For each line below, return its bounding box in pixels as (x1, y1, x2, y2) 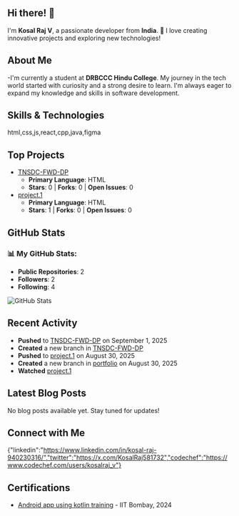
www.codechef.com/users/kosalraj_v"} (7, 461, 122, 470)
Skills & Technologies (7, 109, 105, 121)
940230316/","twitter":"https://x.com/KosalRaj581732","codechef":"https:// (7, 453, 228, 462)
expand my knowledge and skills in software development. (7, 89, 180, 97)
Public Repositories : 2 (17, 267, 84, 276)
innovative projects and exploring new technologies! (7, 34, 161, 42)
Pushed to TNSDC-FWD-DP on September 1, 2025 (17, 336, 168, 344)
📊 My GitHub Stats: (7, 248, 77, 258)
